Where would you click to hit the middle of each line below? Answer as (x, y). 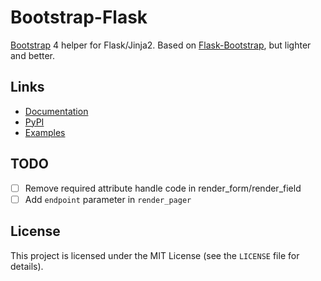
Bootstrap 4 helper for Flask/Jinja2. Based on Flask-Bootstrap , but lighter (161, 45)
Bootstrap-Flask (79, 17)
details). (27, 266)
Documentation (56, 111)
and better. (32, 55)
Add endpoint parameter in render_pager (108, 199)
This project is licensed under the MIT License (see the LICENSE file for (155, 255)
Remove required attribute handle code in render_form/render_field (163, 188)
